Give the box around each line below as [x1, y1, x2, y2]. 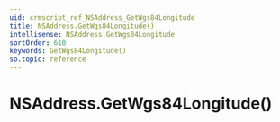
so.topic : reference [9, 55, 87, 64]
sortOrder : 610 [9, 38, 67, 48]
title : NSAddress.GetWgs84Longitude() [9, 22, 155, 30]
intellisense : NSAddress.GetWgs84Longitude [9, 30, 176, 39]
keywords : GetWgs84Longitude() [9, 47, 127, 56]
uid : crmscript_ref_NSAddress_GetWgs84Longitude [9, 13, 195, 22]
